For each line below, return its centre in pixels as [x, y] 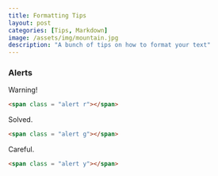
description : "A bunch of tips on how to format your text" [110, 45]
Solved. [21, 120]
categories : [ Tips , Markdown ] [58, 30]
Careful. [21, 149]
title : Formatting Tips [48, 15]
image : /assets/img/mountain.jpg [63, 38]
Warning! [23, 90]
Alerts [21, 73]
